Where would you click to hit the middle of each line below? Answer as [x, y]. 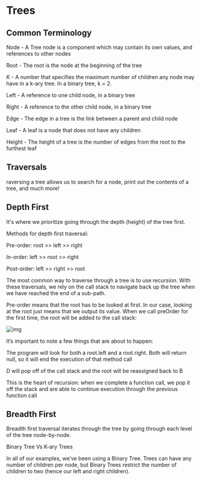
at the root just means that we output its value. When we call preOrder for [97, 311]
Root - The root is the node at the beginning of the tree [74, 65]
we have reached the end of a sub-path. [56, 293]
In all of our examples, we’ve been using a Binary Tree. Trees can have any [99, 459]
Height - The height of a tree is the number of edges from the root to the [96, 142]
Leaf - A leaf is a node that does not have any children [74, 130]
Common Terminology [49, 33]
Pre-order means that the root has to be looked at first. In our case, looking [99, 305]
